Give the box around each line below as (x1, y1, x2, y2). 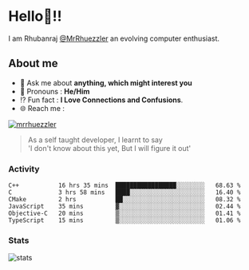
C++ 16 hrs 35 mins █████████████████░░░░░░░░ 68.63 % (8, 181, 241, 190)
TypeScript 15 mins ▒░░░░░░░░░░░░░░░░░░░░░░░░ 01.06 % (8, 216, 241, 224)
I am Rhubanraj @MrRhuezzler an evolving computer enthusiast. (8, 34, 220, 43)
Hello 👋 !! (8, 7, 62, 26)
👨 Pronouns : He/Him (19, 86, 90, 96)
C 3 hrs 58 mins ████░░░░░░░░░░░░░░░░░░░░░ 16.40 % (8, 189, 241, 197)
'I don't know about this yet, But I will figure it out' (27, 143, 192, 153)
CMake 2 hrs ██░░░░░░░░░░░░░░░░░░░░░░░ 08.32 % (8, 196, 241, 204)
